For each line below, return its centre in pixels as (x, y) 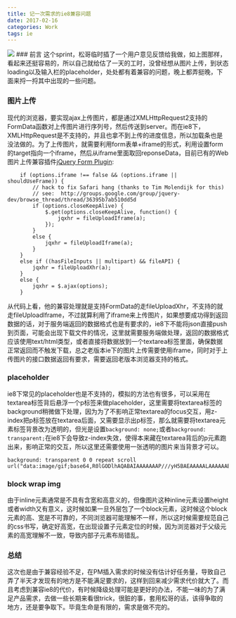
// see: (44, 193)
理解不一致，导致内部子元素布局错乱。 (87, 536)
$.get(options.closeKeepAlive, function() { (111, 212)
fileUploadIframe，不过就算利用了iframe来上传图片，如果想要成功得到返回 (120, 315)
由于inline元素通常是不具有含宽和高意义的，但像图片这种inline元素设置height (118, 500)
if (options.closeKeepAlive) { (78, 206)
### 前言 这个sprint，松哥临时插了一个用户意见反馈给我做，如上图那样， (121, 54)
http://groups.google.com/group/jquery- (120, 193)
